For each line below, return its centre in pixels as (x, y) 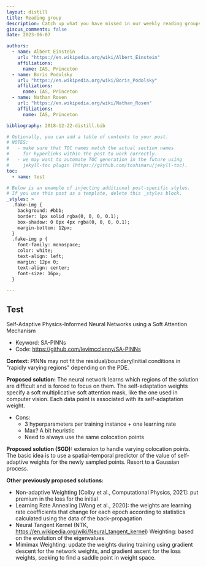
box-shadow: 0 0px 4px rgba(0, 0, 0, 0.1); (74, 222)
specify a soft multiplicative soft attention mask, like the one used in (92, 393)
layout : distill (27, 12)
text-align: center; (44, 268)
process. (17, 469)
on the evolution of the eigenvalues (60, 538)
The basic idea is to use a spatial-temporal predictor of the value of (91, 456)
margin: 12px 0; (38, 262)
